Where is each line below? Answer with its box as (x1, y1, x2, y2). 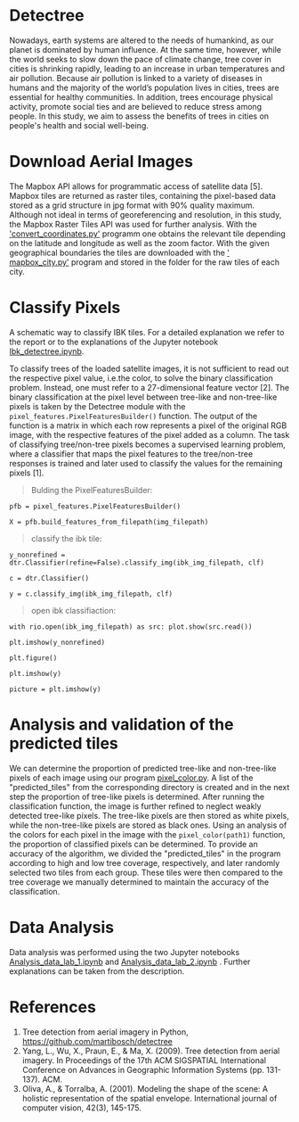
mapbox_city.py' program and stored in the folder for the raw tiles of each (9, 256, 280, 268)
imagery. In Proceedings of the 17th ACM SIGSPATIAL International (21, 1054, 267, 1066)
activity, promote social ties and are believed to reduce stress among (9, 101, 263, 111)
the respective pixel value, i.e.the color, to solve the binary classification (9, 372, 273, 384)
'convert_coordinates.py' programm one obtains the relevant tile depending (9, 228, 287, 239)
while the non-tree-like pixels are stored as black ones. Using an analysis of (9, 820, 287, 830)
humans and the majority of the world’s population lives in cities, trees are (9, 82, 279, 93)
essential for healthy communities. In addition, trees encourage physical (9, 91, 273, 103)
